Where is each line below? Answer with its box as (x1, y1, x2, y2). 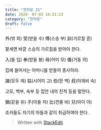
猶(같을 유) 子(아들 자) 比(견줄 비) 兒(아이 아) (5, 99, 92, 105)
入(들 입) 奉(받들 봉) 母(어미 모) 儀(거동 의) (5, 57, 89, 63)
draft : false (5, 21, 32, 26)
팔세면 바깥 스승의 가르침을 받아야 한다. (5, 46, 81, 52)
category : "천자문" (5, 16, 42, 21)
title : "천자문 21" (5, 7, 42, 12)
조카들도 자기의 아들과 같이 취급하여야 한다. (5, 110, 89, 116)
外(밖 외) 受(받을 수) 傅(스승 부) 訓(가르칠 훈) (5, 35, 92, 41)
